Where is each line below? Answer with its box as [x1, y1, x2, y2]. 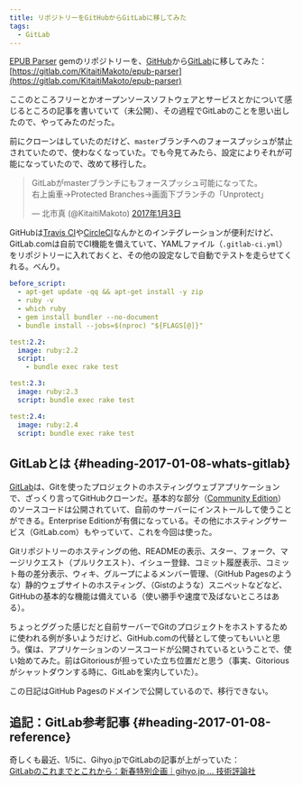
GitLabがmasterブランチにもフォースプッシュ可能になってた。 [31, 178, 263, 189]
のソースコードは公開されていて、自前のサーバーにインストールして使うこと [9, 504, 292, 515]
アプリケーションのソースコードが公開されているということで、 [48, 644, 284, 655]
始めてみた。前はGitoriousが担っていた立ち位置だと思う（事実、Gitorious [16, 655, 290, 666]
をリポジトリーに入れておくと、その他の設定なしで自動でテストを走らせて [9, 250, 285, 261]
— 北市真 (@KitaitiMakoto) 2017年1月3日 [31, 208, 182, 219]
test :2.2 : [9, 337, 47, 346]
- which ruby [17, 304, 67, 313]
